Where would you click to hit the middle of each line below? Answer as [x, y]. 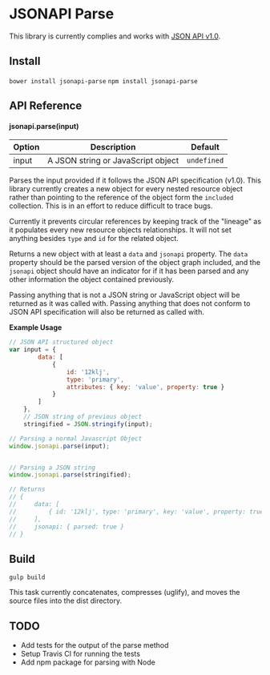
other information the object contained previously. [92, 279]
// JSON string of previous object [83, 417]
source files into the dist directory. [66, 601]
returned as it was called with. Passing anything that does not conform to [130, 303]
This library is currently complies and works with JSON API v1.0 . [115, 36]
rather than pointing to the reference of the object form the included [121, 198]
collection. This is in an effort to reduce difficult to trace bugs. [111, 206]
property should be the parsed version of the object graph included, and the [135, 263]
